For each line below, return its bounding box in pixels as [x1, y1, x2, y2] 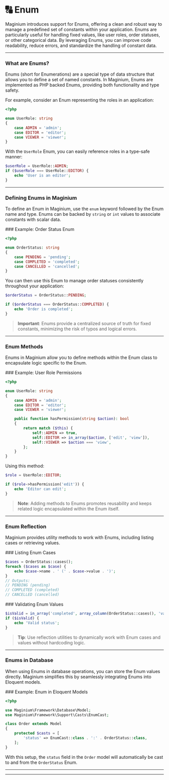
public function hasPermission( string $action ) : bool [14, 416, 129, 422]
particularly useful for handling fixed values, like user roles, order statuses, [5, 32, 160, 38]
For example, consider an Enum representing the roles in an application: [5, 97, 154, 103]
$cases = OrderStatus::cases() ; [5, 559, 73, 564]
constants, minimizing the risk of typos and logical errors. [17, 326, 137, 332]
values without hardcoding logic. [17, 639, 86, 645]
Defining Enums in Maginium [5, 194, 77, 201]
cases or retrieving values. [5, 540, 60, 546]
